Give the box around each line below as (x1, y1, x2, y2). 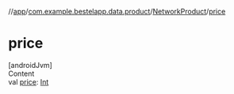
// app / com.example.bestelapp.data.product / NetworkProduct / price (8, 7, 226, 16)
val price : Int (8, 77, 49, 86)
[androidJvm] (8, 60, 53, 70)
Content (8, 69, 35, 78)
